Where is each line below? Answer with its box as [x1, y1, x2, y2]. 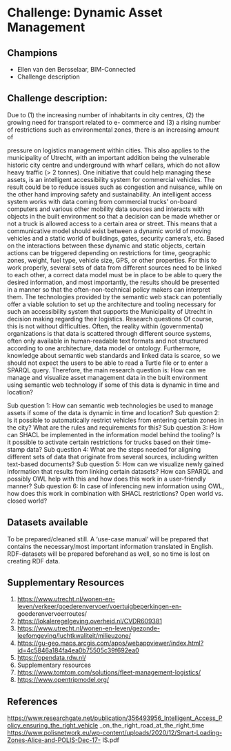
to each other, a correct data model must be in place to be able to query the [7, 270, 223, 279]
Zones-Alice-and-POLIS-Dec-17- [7, 736, 101, 744]
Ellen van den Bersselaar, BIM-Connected [17, 66, 136, 73]
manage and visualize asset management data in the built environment [7, 373, 208, 381]
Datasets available [7, 517, 88, 528]
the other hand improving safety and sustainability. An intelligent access [7, 190, 212, 198]
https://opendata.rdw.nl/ [17, 654, 86, 662]
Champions [7, 47, 58, 59]
